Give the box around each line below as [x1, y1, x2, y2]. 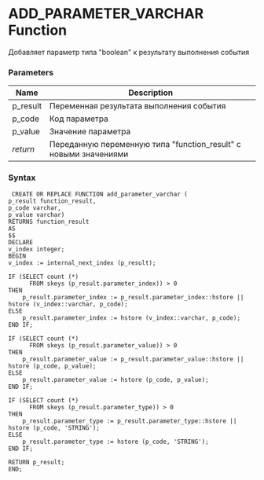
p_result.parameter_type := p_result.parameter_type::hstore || [22, 417, 237, 425]
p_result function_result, [8, 197, 97, 205]
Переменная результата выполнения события [49, 101, 226, 112]
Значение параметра [49, 126, 131, 137]
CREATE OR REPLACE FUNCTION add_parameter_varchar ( [11, 190, 189, 198]
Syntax [8, 172, 36, 183]
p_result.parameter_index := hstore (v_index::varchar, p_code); [22, 313, 241, 322]
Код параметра [49, 113, 108, 124]
